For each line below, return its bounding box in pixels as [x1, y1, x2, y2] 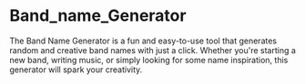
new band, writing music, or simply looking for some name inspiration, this [9, 54, 289, 65]
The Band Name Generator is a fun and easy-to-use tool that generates [9, 35, 278, 46]
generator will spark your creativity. [9, 64, 143, 75]
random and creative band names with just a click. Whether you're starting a [9, 44, 296, 55]
